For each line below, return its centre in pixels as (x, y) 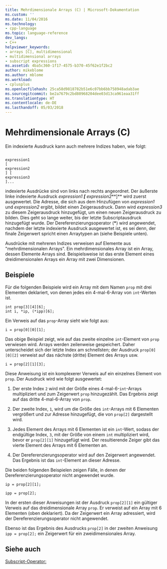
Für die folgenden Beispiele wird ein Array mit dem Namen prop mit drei (79, 287)
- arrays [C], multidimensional (39, 52)
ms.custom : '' (20, 15)
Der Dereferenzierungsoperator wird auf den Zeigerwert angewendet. (84, 455)
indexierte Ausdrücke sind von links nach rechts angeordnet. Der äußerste (82, 191)
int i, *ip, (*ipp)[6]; (30, 311)
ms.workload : (19, 80)
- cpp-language (21, 29)
